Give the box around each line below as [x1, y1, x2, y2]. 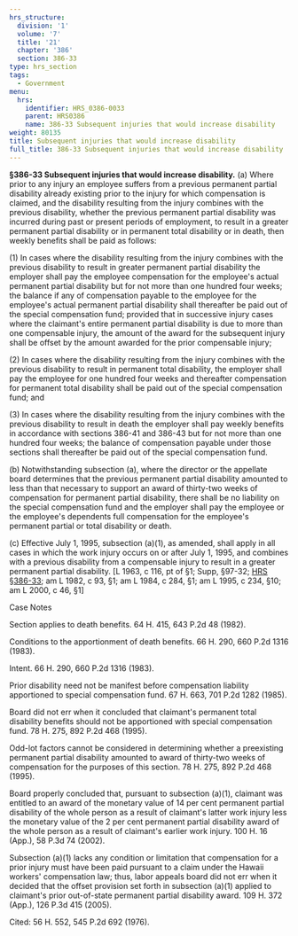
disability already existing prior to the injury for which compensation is [9, 188, 266, 199]
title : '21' [17, 37, 62, 47]
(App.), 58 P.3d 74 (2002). [9, 835, 106, 846]
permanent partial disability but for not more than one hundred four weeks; [9, 280, 283, 291]
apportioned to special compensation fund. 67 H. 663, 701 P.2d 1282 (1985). [9, 689, 287, 700]
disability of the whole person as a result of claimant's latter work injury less [9, 807, 287, 817]
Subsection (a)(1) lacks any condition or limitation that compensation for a [9, 852, 279, 862]
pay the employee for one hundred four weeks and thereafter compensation [9, 373, 286, 384]
